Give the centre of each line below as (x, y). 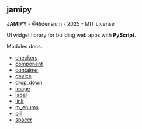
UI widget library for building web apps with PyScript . (71, 35)
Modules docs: (25, 46)
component (29, 64)
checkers (26, 57)
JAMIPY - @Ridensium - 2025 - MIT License (60, 23)
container (27, 70)
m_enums (27, 107)
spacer (24, 120)
